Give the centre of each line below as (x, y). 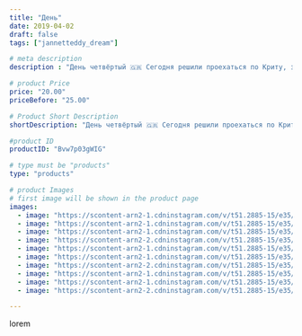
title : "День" (36, 18)
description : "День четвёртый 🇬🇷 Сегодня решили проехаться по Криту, (148, 67)
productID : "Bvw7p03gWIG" (58, 149)
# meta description (46, 59)
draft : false (34, 34)
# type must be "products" (60, 166)
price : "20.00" (38, 92)
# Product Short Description (64, 116)
